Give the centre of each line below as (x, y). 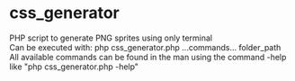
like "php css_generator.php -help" (74, 67)
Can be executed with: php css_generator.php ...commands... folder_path (145, 47)
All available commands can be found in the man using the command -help (148, 57)
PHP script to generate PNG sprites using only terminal (111, 38)
